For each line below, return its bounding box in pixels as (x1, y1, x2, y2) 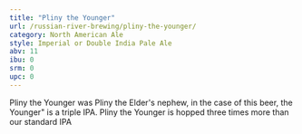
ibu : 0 (9, 55, 34, 64)
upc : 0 (9, 72, 34, 81)
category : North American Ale (9, 30, 124, 39)
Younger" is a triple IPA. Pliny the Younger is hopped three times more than (9, 106, 289, 118)
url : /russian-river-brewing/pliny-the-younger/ (9, 22, 197, 31)
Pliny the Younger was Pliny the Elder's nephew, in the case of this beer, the (9, 97, 293, 108)
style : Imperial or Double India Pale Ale (9, 38, 172, 48)
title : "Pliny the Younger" (9, 13, 116, 23)
